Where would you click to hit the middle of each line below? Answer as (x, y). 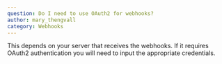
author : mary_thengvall (42, 20)
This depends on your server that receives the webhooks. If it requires (108, 46)
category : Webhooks (35, 26)
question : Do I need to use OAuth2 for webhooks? (81, 13)
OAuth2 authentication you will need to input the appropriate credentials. (111, 53)
